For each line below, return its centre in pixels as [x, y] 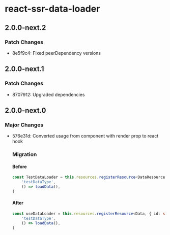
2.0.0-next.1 [24, 69]
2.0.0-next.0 [25, 110]
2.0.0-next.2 [25, 28]
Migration [24, 154]
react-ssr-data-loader [52, 9]
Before [19, 166]
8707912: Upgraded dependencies [48, 94]
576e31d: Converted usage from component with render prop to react [85, 136]
